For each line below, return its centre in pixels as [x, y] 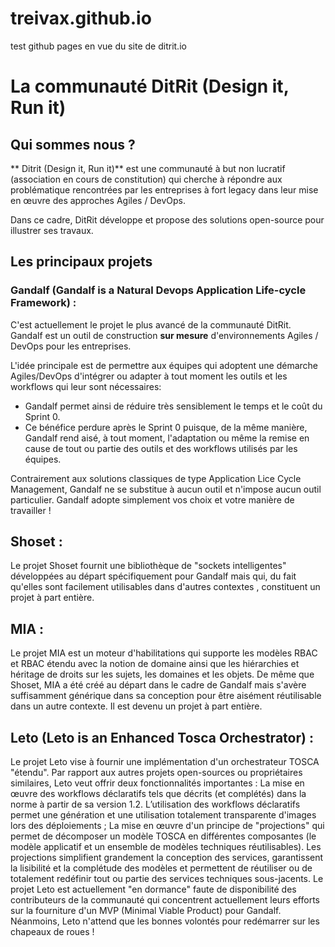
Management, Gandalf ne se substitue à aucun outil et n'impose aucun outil [166, 489]
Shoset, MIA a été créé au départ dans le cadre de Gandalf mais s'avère [158, 685]
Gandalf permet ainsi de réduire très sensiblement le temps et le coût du [173, 406]
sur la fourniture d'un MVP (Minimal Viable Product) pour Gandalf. [146, 911]
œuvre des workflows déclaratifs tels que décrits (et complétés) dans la [158, 794]
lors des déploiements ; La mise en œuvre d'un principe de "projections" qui [167, 826]
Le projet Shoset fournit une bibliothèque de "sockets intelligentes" [148, 566]
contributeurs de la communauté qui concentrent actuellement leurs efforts [165, 900]
